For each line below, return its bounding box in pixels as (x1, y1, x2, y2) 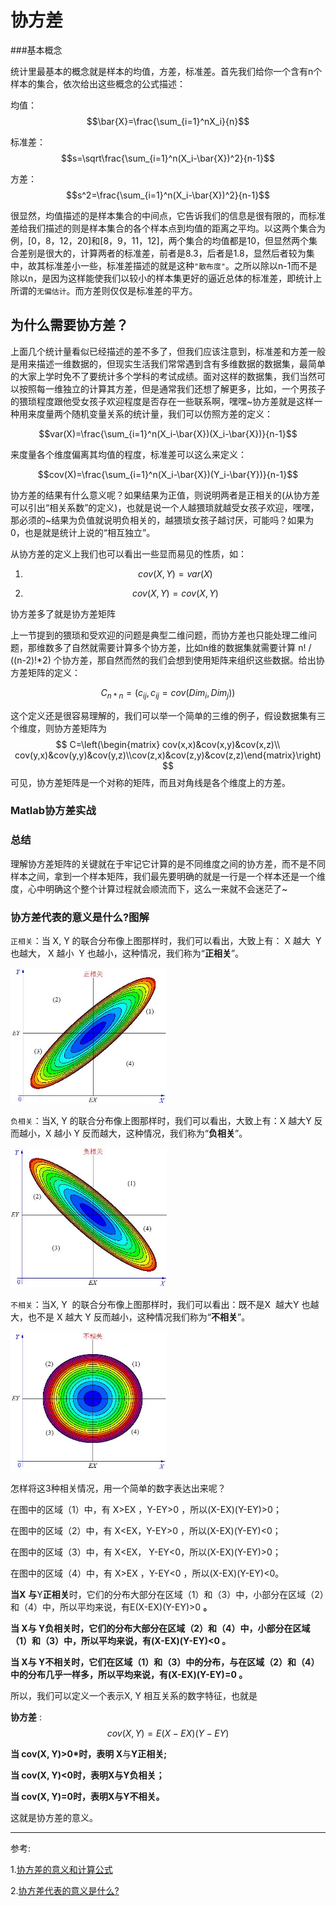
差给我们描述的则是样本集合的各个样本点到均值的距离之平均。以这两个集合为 (10, 222, 326, 234)
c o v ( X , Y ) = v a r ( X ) (138, 567, 213, 580)
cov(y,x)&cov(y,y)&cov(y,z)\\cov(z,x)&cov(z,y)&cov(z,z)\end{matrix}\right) (14, 749, 322, 761)
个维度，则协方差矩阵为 (10, 722, 107, 734)
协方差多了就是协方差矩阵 (10, 607, 116, 620)
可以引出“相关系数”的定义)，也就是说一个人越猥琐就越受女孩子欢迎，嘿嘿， (10, 501, 320, 513)
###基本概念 (10, 44, 63, 56)
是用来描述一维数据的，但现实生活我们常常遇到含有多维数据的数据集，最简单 (10, 357, 326, 370)
